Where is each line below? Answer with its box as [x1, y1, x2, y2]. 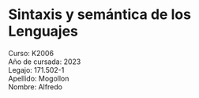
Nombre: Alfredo [8, 81, 63, 92]
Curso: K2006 [8, 48, 54, 58]
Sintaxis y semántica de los [8, 6, 192, 24]
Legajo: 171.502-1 [8, 65, 65, 74]
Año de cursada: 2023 [8, 57, 81, 66]
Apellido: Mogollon [8, 73, 69, 83]
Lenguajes [8, 22, 79, 40]
